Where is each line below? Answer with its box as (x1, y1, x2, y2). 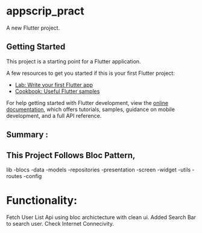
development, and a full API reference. (6, 112, 102, 119)
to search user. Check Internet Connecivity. (6, 220, 115, 227)
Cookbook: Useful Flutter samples (14, 88, 100, 95)
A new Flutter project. (6, 24, 60, 31)
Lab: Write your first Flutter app (14, 81, 93, 88)
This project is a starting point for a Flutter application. (6, 57, 141, 65)
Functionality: (6, 194, 77, 208)
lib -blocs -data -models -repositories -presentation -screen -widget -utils (6, 166, 191, 173)
